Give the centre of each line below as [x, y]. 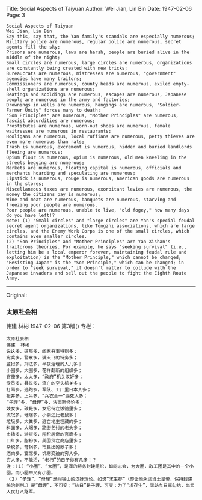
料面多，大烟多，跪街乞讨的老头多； [44, 428]
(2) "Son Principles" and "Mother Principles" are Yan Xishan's [88, 242]
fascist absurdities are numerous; [51, 121]
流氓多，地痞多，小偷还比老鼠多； [42, 415]
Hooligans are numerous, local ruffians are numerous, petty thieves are [101, 136]
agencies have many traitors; [44, 79]
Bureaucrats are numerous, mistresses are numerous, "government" [91, 73]
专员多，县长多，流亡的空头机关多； [44, 383]
